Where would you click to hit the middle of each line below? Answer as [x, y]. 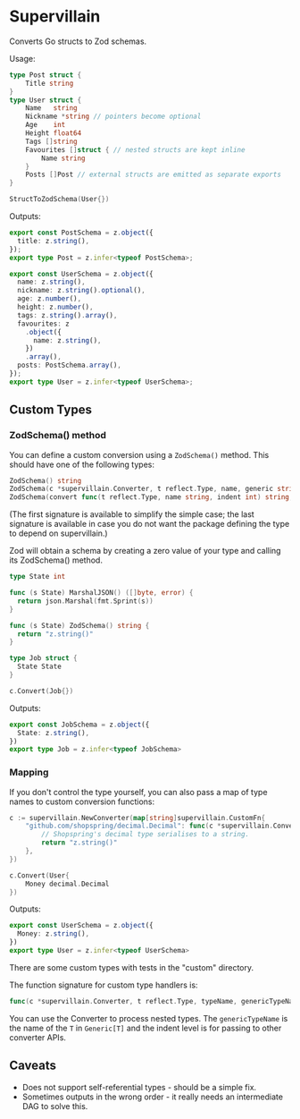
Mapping [29, 773]
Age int [46, 125]
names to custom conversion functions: [82, 801]
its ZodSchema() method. [56, 560]
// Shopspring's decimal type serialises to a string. [146, 835]
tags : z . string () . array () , [67, 315]
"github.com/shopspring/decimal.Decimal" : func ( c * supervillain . [150, 826]
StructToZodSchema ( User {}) [59, 199]
